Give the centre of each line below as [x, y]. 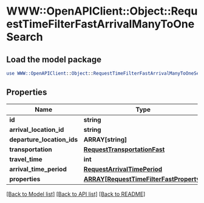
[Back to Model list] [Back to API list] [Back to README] [76, 194]
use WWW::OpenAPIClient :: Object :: [50, 74]
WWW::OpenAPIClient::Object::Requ [102, 11]
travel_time [26, 159]
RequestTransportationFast [124, 149]
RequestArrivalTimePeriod [123, 169]
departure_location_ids [43, 139]
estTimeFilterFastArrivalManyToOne [100, 24]
